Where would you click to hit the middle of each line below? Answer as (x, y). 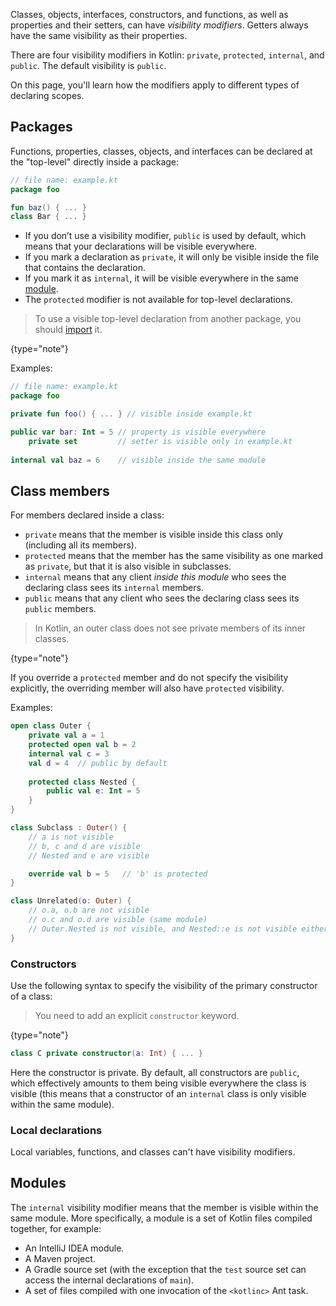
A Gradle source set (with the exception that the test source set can (165, 1269)
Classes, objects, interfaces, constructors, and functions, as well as (149, 14)
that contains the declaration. (85, 268)
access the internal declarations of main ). (109, 1280)
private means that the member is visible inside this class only (154, 535)
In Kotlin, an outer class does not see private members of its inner (170, 628)
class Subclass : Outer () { (69, 828)
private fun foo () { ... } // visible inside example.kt (131, 414)
